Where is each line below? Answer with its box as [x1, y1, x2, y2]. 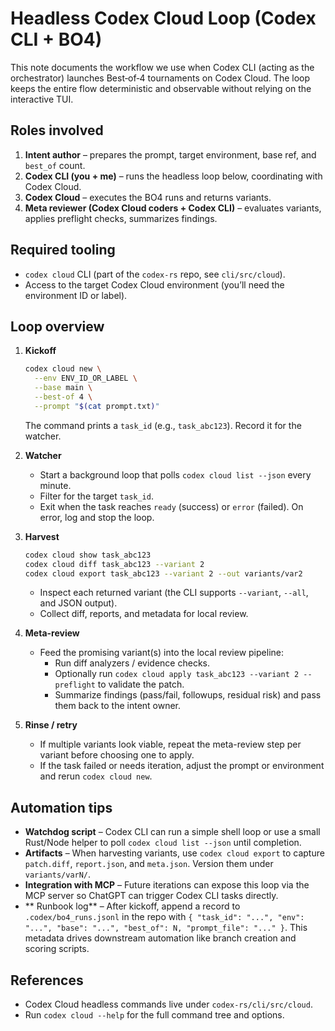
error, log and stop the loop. [39, 511, 155, 523]
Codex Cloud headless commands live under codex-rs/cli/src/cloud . [24, 998, 313, 1010]
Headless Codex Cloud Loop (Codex [10, 7, 317, 30]
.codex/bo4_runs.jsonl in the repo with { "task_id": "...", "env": [24, 911, 305, 923]
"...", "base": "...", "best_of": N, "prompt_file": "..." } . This [24, 922, 308, 934]
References [10, 972, 84, 989]
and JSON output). [39, 597, 118, 609]
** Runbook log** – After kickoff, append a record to [24, 900, 241, 912]
